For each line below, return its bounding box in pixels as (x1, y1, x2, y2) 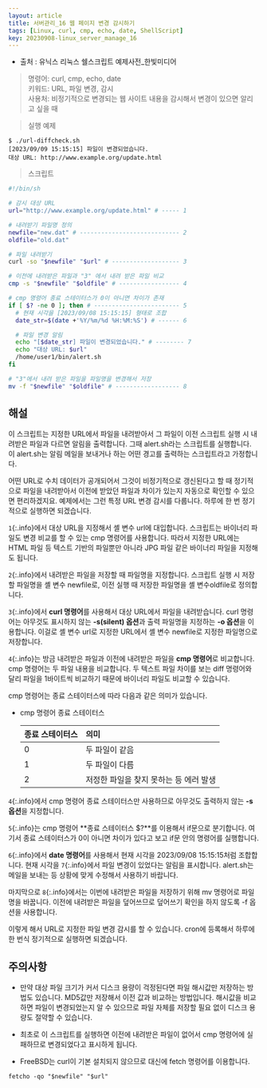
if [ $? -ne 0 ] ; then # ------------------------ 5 (8, 301, 187, 309)
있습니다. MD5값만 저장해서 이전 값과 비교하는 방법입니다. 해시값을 (34, 993, 241, 1002)
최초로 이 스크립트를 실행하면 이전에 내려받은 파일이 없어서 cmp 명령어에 (19, 1030, 245, 1039)
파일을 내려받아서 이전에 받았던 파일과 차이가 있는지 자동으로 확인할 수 (22, 486, 241, 496)
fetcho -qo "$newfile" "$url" (8, 1073, 109, 1081)
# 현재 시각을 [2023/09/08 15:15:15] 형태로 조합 (15, 309, 167, 317)
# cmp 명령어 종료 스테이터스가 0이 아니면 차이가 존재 (8, 294, 164, 302)
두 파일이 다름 (85, 759, 135, 771)
